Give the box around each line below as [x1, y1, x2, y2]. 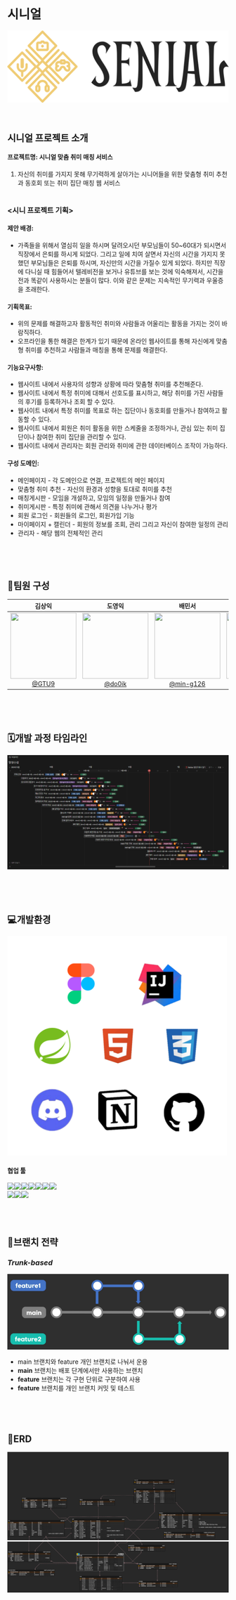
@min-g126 [169, 680, 206, 688]
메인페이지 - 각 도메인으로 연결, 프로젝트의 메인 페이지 [17, 476, 165, 484]
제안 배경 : [7, 224, 34, 233]
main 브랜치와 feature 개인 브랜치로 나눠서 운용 [17, 1357, 148, 1366]
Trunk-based [7, 1258, 53, 1267]
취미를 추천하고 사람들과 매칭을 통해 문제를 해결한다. [25, 346, 168, 354]
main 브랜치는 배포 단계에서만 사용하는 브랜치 [17, 1366, 143, 1374]
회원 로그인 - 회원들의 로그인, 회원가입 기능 [17, 511, 135, 520]
